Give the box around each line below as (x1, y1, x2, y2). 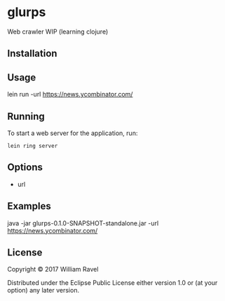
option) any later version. (7, 286, 79, 295)
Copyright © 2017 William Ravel (7, 265, 99, 274)
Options (7, 162, 43, 174)
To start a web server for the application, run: (7, 129, 138, 137)
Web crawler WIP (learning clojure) (7, 27, 109, 36)
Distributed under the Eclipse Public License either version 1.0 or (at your (7, 279, 218, 287)
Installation (7, 48, 57, 59)
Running (7, 110, 46, 122)
